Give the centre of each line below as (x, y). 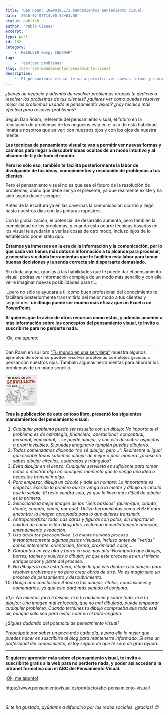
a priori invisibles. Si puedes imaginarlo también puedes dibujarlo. (81, 445)
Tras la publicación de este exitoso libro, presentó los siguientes (74, 414)
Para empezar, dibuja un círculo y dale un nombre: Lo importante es (83, 482)
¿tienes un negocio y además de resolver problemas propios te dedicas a (81, 94)
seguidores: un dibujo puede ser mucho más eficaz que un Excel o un (79, 302)
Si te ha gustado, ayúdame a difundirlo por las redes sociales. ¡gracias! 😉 (82, 707)
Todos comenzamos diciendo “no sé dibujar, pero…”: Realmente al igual (87, 450)
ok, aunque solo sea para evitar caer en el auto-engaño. (64, 614)
